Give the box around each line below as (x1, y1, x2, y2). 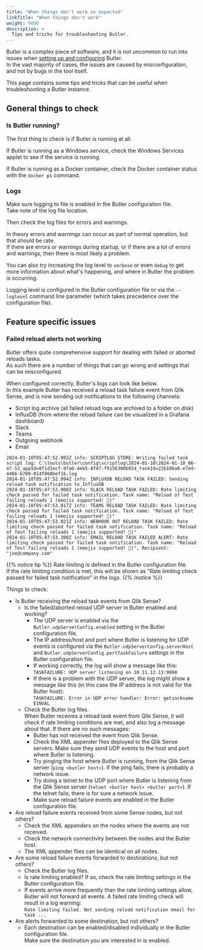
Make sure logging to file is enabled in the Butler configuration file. (6, 201, 173, 208)
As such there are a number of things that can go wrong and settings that (6, 362, 190, 369)
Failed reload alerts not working (6, 335, 102, 343)
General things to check (6, 103, 99, 113)
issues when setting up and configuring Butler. (6, 55, 123, 62)
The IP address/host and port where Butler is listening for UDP (33, 636, 189, 643)
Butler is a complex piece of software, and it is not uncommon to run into (6, 48, 188, 55)
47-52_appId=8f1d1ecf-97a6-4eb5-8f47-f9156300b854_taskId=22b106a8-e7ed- (6, 465, 197, 471)
